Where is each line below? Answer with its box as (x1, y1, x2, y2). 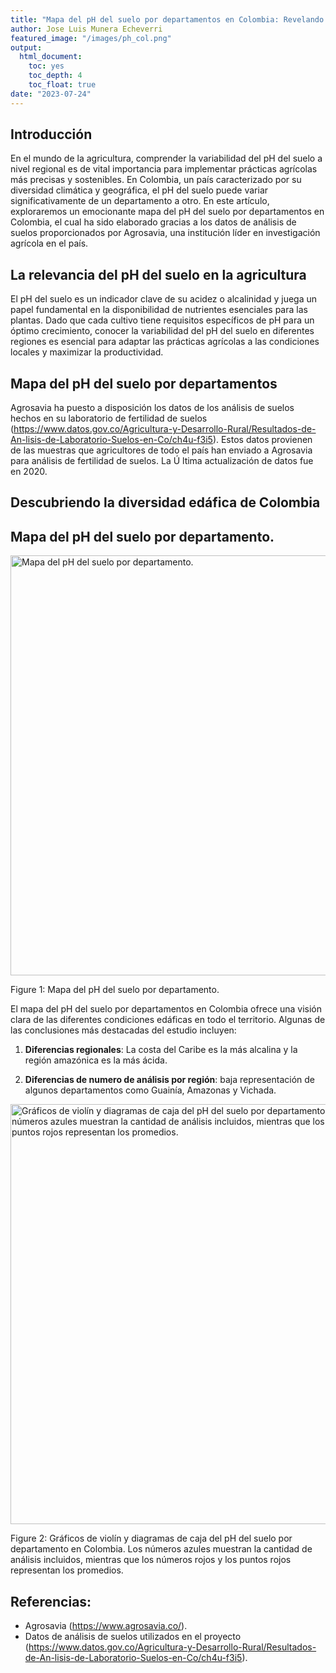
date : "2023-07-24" (10, 89, 92, 99)
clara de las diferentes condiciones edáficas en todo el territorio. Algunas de (10, 1014, 326, 1026)
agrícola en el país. (10, 237, 89, 250)
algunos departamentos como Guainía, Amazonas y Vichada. (24, 1084, 277, 1096)
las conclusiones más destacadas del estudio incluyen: (10, 1024, 237, 1036)
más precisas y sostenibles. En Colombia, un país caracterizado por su (10, 174, 302, 186)
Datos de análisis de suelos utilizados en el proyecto (24, 1631, 242, 1643)
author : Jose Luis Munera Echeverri (10, 24, 163, 34)
